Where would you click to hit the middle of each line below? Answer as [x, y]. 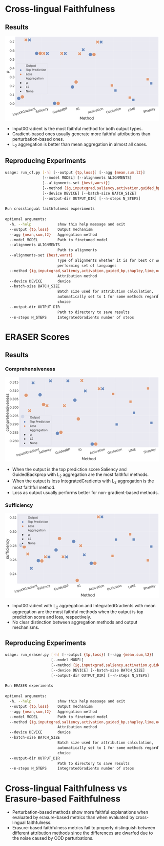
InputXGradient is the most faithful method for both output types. [77, 128]
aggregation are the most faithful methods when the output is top [78, 612]
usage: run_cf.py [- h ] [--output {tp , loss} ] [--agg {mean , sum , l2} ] [75, 173]
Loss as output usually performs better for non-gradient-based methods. [85, 492]
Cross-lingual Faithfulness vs [66, 788]
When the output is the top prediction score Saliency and [69, 470]
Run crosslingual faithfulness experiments [50, 209]
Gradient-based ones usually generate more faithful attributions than [81, 134]
